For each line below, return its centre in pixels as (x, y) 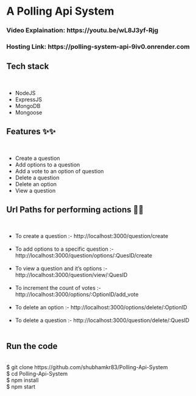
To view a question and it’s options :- (61, 268)
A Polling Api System (60, 11)
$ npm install (23, 380)
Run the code (32, 346)
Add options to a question (47, 164)
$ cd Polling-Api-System (37, 374)
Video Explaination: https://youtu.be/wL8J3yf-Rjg (82, 31)
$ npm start (21, 387)
